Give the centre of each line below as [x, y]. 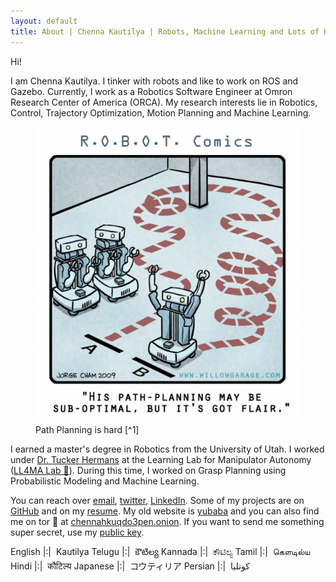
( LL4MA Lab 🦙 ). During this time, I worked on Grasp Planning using [148, 471]
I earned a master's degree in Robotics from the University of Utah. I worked [167, 449]
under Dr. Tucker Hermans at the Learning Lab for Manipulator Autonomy [161, 460]
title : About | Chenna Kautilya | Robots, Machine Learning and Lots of [165, 31]
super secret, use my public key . [77, 532]
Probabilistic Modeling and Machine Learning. [105, 481]
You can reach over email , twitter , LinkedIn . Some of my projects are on [157, 501]
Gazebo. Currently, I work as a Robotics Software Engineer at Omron [151, 91]
